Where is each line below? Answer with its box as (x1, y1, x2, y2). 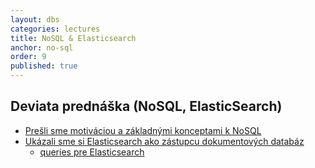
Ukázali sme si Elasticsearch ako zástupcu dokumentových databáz (24, 135, 305, 147)
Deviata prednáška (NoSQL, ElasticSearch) (10, 98, 283, 115)
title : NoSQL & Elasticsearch (10, 33, 137, 43)
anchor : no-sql (10, 42, 74, 53)
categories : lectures (10, 24, 101, 34)
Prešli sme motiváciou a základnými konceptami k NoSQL (24, 124, 262, 136)
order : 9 (10, 52, 47, 62)
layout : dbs (10, 14, 60, 25)
